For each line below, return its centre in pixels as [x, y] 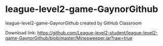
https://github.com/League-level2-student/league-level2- [98, 32]
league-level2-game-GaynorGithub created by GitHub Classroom [74, 23]
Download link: [21, 32]
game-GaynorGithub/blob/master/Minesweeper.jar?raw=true [69, 38]
